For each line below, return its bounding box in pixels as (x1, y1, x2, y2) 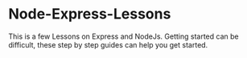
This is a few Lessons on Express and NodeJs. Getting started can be (8, 31, 239, 41)
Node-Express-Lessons (8, 5, 171, 23)
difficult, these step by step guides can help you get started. (8, 39, 208, 49)
